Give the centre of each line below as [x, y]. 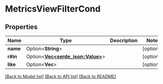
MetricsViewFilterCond [53, 9]
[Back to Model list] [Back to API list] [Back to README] [61, 76]
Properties [21, 27]
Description [124, 41]
